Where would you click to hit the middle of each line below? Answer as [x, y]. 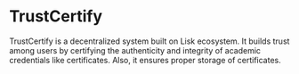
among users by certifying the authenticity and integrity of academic [135, 50]
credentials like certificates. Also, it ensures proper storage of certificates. [145, 60]
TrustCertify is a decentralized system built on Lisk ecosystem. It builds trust [149, 41]
